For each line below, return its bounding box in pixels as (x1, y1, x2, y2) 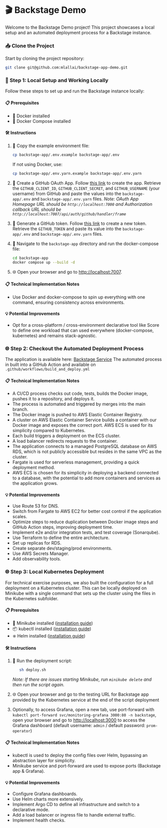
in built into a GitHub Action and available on (5, 362, 96, 368)
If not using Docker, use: (12, 161, 63, 167)
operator (12, 729, 31, 734)
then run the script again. (12, 682, 65, 687)
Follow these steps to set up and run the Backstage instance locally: (5, 88, 145, 94)
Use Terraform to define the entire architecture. (12, 535, 110, 541)
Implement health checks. (12, 817, 66, 824)
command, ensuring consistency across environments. (12, 299, 125, 305)
